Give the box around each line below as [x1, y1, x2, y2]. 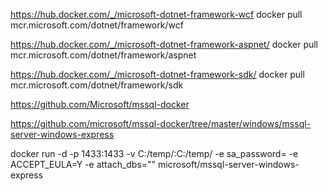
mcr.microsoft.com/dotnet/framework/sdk [10, 79, 184, 91]
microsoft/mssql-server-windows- [158, 159, 300, 170]
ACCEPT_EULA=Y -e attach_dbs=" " [10, 159, 157, 170]
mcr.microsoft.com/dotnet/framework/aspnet [10, 49, 197, 61]
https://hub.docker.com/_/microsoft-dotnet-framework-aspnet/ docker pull [10, 39, 319, 50]
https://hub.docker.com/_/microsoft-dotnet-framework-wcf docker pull [10, 9, 303, 20]
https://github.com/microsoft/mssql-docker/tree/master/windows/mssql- [10, 118, 312, 129]
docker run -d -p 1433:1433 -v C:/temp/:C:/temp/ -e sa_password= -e [10, 148, 299, 159]
